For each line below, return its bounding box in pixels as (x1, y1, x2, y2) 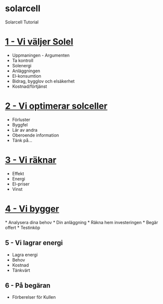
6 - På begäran (5, 281, 51, 289)
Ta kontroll (12, 57, 34, 63)
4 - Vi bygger (5, 203, 59, 214)
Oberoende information (12, 132, 59, 138)
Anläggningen (12, 68, 40, 74)
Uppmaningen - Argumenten (12, 52, 70, 58)
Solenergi (12, 62, 32, 68)
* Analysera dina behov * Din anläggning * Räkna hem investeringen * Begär (5, 219, 158, 225)
